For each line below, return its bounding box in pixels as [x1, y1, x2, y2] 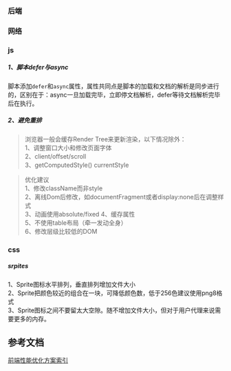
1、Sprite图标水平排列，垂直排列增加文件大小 [8, 280, 136, 288]
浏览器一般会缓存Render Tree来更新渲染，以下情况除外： [24, 134, 186, 143]
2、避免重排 [8, 116, 42, 125]
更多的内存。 [13, 314, 50, 323]
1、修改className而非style [24, 184, 103, 192]
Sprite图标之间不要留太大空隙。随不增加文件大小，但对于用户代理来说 [17, 305, 215, 314]
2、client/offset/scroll [24, 152, 87, 160]
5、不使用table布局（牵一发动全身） [24, 219, 127, 227]
